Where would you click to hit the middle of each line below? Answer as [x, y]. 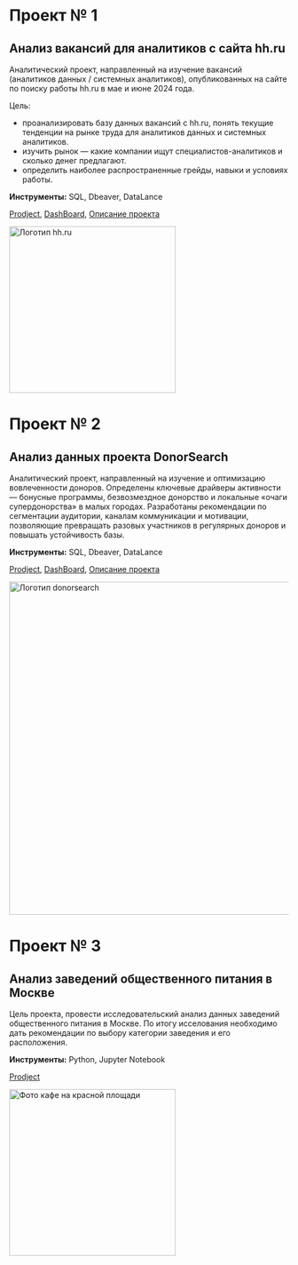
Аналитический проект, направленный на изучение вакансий [125, 69]
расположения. [39, 1042]
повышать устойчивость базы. [67, 535]
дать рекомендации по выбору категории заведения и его [120, 1033]
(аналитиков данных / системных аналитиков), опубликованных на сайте [148, 79]
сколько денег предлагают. [74, 160]
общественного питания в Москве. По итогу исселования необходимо [143, 1023]
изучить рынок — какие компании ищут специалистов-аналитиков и [152, 151]
